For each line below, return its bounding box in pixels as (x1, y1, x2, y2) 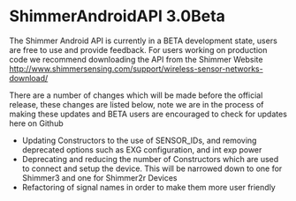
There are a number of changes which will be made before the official (9, 90, 263, 100)
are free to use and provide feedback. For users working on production (9, 44, 268, 55)
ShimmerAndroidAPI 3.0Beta (9, 6, 225, 26)
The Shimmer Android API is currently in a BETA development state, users (9, 35, 278, 46)
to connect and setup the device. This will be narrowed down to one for (21, 163, 283, 174)
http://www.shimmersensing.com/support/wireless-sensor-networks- (9, 63, 263, 74)
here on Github (9, 117, 64, 129)
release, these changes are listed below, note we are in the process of (9, 99, 264, 109)
